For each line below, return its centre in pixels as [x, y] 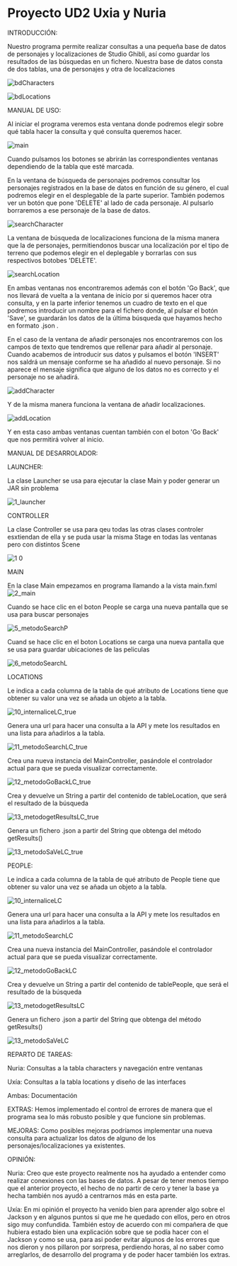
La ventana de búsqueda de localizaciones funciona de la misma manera [114, 237]
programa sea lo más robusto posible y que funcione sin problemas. [107, 1116]
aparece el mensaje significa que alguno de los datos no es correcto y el [113, 369]
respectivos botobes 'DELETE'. [52, 260]
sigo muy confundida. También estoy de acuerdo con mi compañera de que [118, 1224]
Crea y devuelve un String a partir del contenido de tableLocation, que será [117, 795]
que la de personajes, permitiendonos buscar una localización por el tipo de [118, 245]
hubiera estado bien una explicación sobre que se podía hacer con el [108, 1232]
